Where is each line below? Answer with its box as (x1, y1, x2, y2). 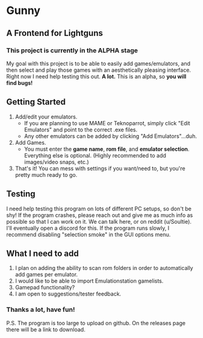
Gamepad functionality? (15, 284, 75, 291)
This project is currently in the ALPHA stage (6, 46, 138, 55)
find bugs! (6, 79, 33, 86)
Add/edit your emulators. (15, 113, 78, 120)
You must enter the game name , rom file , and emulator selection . (24, 145, 190, 153)
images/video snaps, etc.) (24, 158, 89, 165)
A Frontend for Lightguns (6, 28, 103, 38)
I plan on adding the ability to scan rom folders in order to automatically (15, 264, 193, 272)
